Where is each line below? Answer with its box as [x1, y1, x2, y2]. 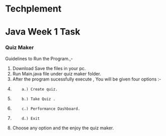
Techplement [5, 3, 62, 15]
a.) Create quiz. [22, 87, 58, 92]
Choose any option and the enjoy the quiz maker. [12, 124, 114, 131]
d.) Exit [22, 116, 40, 121]
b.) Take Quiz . [22, 96, 56, 101]
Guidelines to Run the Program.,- [5, 55, 73, 61]
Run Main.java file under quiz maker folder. [12, 71, 101, 77]
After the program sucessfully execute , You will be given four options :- [12, 76, 161, 82]
